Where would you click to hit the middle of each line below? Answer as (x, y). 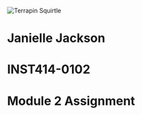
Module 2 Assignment (71, 101)
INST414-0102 (49, 69)
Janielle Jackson (56, 38)
